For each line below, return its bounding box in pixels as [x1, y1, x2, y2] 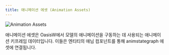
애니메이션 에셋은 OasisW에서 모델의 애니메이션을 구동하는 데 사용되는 [5, 31, 144, 38]
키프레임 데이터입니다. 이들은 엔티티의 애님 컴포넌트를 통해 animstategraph [10, 38, 159, 44]
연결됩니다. [14, 44, 37, 50]
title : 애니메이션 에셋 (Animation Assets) [5, 7, 91, 13]
